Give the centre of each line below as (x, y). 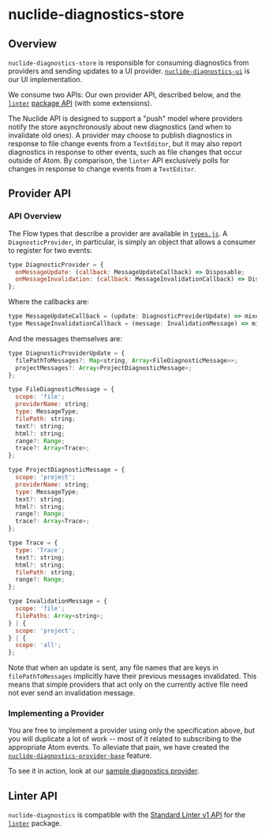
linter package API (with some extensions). (80, 103)
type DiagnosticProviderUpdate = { (67, 353)
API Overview (35, 217)
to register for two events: (50, 250)
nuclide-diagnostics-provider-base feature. (80, 755)
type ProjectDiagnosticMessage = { (67, 470)
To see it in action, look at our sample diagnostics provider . (104, 771)
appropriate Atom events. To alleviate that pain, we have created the (119, 748)
